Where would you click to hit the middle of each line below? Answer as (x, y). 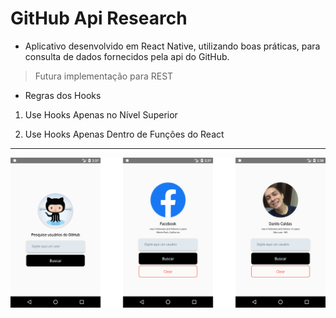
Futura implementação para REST (104, 76)
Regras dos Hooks (63, 95)
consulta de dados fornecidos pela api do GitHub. (127, 56)
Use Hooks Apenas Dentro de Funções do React (124, 134)
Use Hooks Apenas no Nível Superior (101, 114)
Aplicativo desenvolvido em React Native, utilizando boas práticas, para (172, 46)
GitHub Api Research (99, 18)
